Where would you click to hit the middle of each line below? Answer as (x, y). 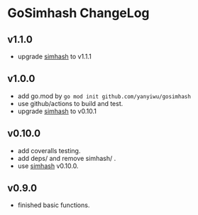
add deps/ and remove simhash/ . (67, 158)
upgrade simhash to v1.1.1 (55, 56)
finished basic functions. (54, 205)
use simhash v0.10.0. (48, 166)
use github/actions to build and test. (70, 103)
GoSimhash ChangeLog (78, 13)
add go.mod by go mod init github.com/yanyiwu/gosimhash (104, 96)
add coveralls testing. (49, 150)
